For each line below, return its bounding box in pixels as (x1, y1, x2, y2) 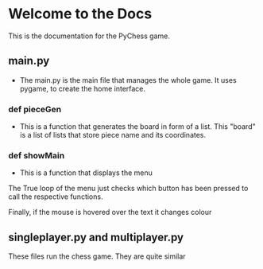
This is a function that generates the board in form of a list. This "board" (19, 122, 256, 131)
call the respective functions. (8, 192, 103, 201)
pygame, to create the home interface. (19, 84, 145, 93)
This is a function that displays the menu (19, 168, 153, 177)
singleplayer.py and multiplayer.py (8, 230, 184, 244)
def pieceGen (8, 103, 62, 115)
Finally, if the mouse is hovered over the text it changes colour (8, 208, 212, 217)
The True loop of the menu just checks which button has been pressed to (8, 184, 249, 193)
